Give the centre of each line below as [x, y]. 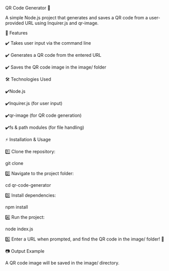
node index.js [19, 229]
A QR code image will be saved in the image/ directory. [62, 263]
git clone [14, 163]
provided [15, 23]
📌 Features [16, 33]
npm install [17, 207]
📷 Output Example [25, 251]
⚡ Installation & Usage [28, 139]
